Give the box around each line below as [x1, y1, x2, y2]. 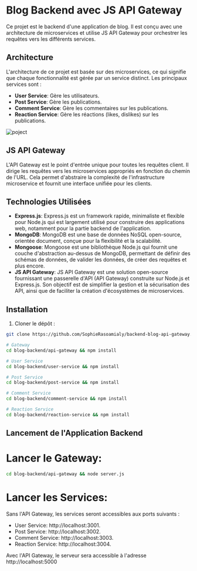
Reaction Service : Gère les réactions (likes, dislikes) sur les [14, 111, 159, 118]
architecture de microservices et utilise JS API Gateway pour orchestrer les [6, 29, 188, 36]
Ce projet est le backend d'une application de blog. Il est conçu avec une [6, 23, 183, 30]
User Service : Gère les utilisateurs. [14, 92, 100, 99]
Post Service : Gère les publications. [14, 98, 102, 105]
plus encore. [14, 262, 45, 269]
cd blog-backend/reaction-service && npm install [6, 412, 130, 418]
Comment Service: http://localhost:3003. [14, 534, 114, 541]
